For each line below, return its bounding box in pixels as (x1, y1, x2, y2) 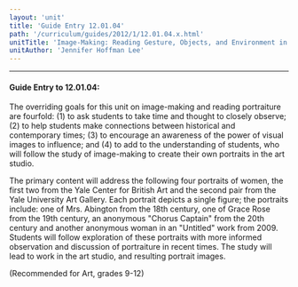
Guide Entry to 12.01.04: (9, 82, 100, 92)
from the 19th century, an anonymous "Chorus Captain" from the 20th (9, 213, 264, 224)
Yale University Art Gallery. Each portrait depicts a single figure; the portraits (9, 195, 289, 205)
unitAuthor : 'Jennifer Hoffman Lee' (9, 46, 145, 55)
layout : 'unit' (9, 12, 66, 22)
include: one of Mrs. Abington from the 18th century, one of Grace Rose (9, 203, 271, 214)
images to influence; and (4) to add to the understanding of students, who (9, 140, 280, 150)
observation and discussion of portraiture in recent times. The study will (9, 242, 272, 252)
